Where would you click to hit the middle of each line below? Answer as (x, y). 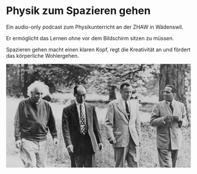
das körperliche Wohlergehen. (43, 55)
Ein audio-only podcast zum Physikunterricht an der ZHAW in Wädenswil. (95, 27)
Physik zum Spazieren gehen (78, 11)
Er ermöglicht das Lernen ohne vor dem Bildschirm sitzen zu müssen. (90, 38)
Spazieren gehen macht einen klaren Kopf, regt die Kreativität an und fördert (98, 49)
